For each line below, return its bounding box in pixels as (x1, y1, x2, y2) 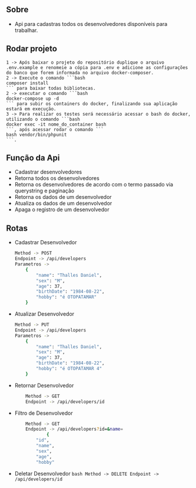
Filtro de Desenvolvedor (14, 410, 73, 417)
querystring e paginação (14, 187, 75, 194)
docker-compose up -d (6, 96, 59, 101)
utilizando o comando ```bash (6, 116, 81, 122)
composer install (6, 80, 49, 86)
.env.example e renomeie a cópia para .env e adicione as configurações (6, 64, 188, 70)
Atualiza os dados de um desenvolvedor (14, 200, 112, 207)
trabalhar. (14, 27, 38, 34)
